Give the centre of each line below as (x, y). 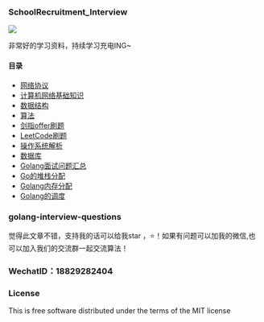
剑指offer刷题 (42, 125)
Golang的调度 (43, 196)
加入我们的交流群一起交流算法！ (75, 248)
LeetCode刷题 (43, 135)
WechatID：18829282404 (61, 270)
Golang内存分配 (46, 186)
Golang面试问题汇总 (53, 165)
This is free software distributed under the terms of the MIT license (120, 311)
